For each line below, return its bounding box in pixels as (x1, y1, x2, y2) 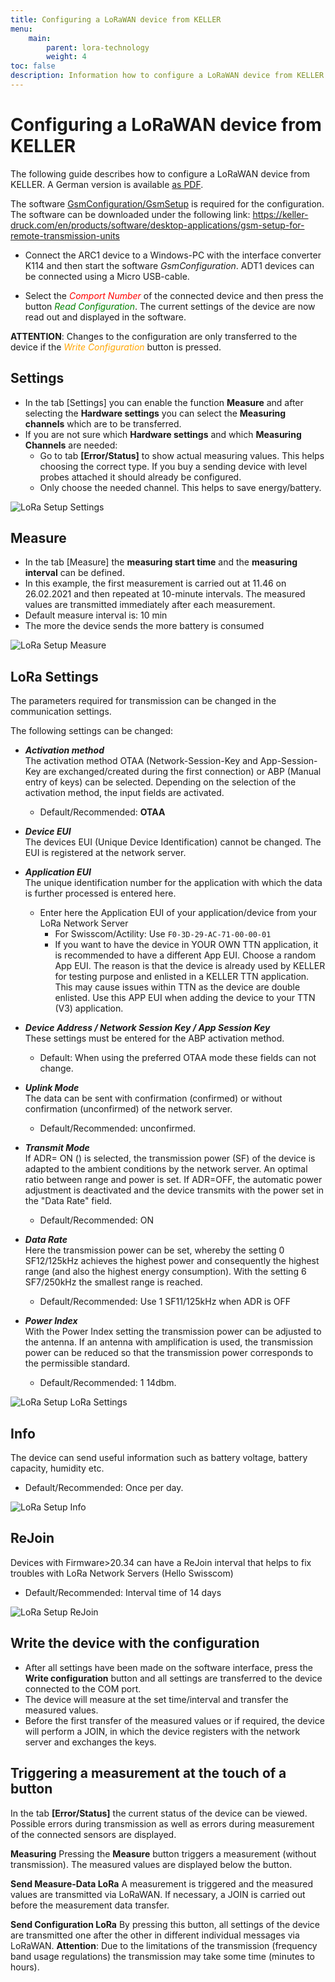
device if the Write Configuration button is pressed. (10, 341, 222, 353)
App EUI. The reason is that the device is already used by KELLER (54, 960, 326, 972)
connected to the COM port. (24, 1682, 142, 1695)
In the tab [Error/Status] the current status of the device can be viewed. (10, 1807, 308, 1819)
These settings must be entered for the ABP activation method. (24, 1032, 285, 1045)
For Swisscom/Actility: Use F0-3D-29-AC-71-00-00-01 (54, 928, 272, 940)
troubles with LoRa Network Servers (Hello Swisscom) (10, 1567, 234, 1579)
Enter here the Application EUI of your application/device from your (39, 907, 317, 919)
